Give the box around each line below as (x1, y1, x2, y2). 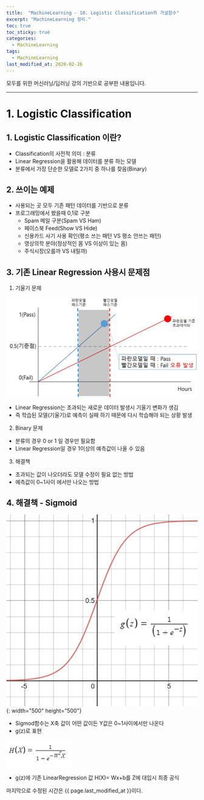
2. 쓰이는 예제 (6, 184, 55, 195)
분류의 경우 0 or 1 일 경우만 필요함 (15, 437, 96, 444)
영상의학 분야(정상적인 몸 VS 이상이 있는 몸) (24, 240, 128, 247)
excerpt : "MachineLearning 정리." (6, 16, 91, 23)
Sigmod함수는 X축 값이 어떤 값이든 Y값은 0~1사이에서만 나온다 (15, 719, 164, 727)
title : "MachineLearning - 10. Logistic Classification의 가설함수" (6, 10, 180, 16)
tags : (6, 49, 20, 55)
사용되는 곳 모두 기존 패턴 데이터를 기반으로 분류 (15, 202, 129, 209)
